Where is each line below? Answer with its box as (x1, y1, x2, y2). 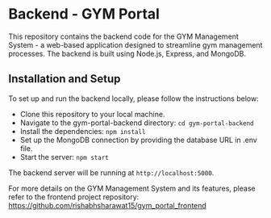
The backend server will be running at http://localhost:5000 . (8, 167, 215, 178)
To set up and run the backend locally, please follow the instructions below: (8, 94, 260, 103)
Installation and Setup (8, 72, 121, 86)
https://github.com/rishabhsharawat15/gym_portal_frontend (8, 200, 207, 210)
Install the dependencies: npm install (19, 126, 146, 136)
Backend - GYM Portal (8, 5, 160, 23)
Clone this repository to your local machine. (19, 109, 165, 119)
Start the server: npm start (19, 152, 109, 161)
